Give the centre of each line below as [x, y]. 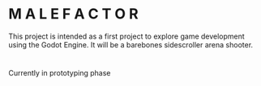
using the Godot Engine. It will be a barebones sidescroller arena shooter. [131, 44]
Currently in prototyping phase [60, 73]
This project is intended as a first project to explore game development [126, 36]
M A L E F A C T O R [74, 14]
